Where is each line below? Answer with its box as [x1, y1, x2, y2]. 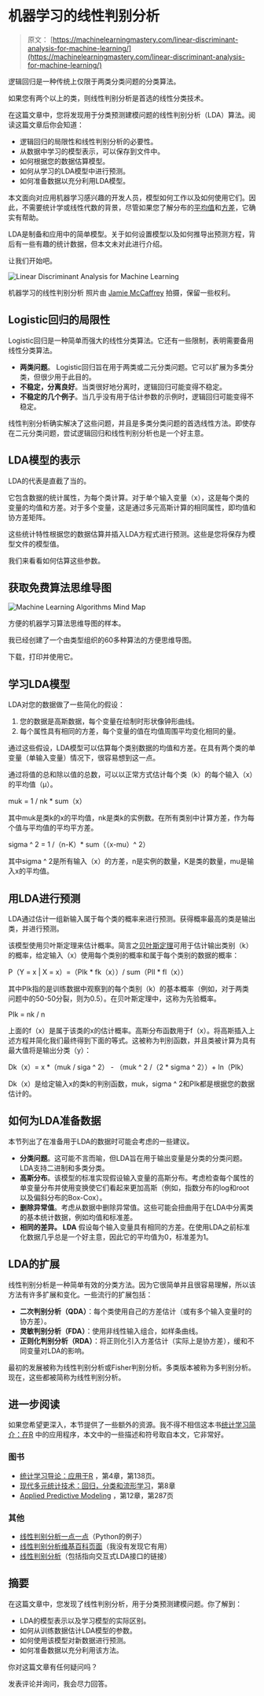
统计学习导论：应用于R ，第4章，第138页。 [19, 1471, 159, 1480]
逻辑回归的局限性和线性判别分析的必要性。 [19, 136, 158, 146]
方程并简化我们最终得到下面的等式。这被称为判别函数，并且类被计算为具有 [14, 1036, 256, 1045]
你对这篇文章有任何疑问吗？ [8, 1662, 98, 1672]
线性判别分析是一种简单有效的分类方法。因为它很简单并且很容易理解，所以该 [8, 1280, 256, 1289]
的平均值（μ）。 [8, 779, 57, 789]
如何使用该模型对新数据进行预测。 [19, 1635, 130, 1645]
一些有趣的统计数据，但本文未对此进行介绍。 [21, 239, 167, 248]
